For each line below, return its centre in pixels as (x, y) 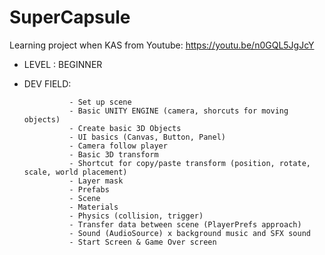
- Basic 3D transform (113, 154)
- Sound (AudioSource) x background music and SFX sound (189, 233)
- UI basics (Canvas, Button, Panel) (147, 137)
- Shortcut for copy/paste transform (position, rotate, (189, 163)
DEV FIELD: (47, 83)
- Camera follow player (118, 146)
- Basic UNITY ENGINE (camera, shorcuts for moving (178, 111)
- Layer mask (96, 181)
